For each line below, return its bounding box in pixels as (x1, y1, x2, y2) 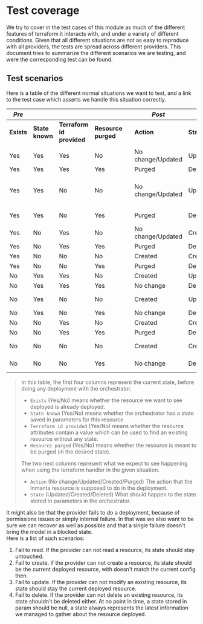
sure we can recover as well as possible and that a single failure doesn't (6, 521, 185, 529)
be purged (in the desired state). (30, 448, 111, 455)
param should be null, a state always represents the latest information (14, 604, 189, 611)
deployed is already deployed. (30, 403, 106, 410)
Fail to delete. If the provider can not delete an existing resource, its (14, 591, 183, 599)
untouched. (14, 553, 44, 560)
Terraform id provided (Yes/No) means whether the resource (30, 422, 184, 429)
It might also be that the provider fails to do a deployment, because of (6, 509, 180, 516)
